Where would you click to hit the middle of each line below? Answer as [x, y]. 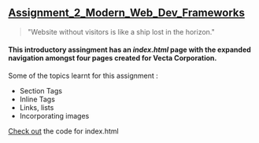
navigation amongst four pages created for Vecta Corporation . [113, 58]
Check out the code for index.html [64, 131]
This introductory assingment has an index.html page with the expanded [130, 49]
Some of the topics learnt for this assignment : [83, 76]
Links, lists [37, 108]
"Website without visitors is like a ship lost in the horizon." [121, 31]
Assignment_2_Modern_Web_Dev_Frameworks [127, 13]
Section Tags [41, 91]
